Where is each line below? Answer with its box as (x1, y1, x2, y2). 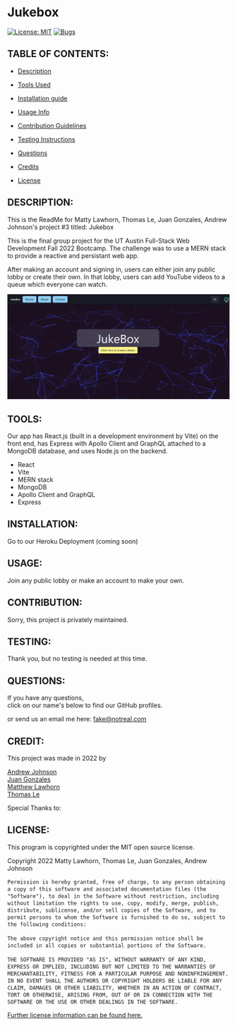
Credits (17, 162, 39, 171)
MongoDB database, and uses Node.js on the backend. (7, 447, 168, 456)
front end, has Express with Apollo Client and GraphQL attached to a (7, 439, 206, 448)
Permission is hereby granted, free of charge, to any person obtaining (7, 879, 226, 886)
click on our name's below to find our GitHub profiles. (7, 701, 163, 709)
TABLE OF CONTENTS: (7, 48, 109, 60)
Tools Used (17, 80, 51, 89)
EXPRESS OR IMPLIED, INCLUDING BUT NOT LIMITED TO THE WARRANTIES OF (7, 963, 217, 970)
